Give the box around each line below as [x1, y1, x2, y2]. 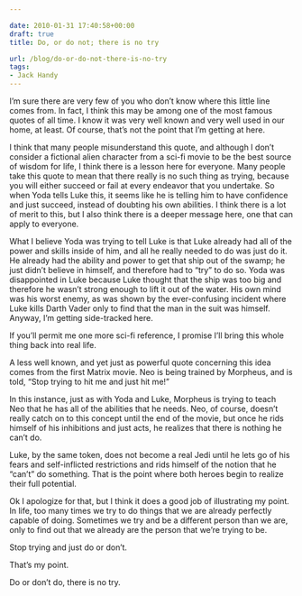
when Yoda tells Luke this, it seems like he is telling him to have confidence [9, 190, 288, 200]
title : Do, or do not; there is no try [9, 38, 160, 47]
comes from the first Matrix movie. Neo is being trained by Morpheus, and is [9, 367, 293, 377]
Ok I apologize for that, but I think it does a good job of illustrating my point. [9, 496, 290, 506]
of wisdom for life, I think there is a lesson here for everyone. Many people [9, 161, 286, 171]
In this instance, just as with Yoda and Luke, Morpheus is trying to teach [9, 394, 277, 404]
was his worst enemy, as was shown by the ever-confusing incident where [9, 294, 287, 304]
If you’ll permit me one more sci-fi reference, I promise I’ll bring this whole [9, 330, 284, 341]
